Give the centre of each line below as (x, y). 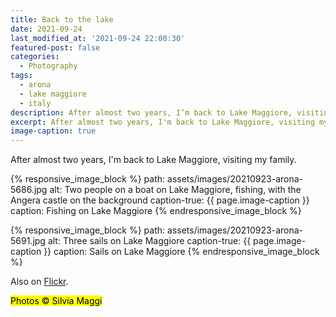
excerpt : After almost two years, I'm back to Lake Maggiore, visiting (162, 122)
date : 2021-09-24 (46, 29)
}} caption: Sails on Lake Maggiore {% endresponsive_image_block (181, 252)
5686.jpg (29, 190)
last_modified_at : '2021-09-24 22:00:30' (98, 38)
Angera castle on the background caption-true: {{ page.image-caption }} (160, 200)
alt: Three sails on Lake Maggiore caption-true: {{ (149, 241)
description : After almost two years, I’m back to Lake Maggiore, (151, 112)
